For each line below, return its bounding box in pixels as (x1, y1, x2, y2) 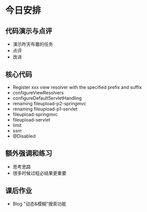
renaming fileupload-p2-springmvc (12, 100, 86, 106)
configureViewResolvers (12, 89, 64, 96)
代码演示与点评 (5, 27, 52, 35)
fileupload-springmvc (12, 111, 58, 117)
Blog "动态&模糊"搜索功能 (12, 201, 67, 207)
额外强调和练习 (5, 149, 52, 158)
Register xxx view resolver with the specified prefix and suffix (12, 84, 142, 90)
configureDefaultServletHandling (12, 95, 82, 101)
